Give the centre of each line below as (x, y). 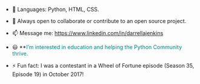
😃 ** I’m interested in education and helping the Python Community (97, 47)
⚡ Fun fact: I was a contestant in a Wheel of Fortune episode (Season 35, (103, 66)
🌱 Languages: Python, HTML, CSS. (55, 9)
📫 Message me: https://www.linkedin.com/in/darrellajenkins (88, 33)
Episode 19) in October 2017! (48, 74)
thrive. (20, 53)
